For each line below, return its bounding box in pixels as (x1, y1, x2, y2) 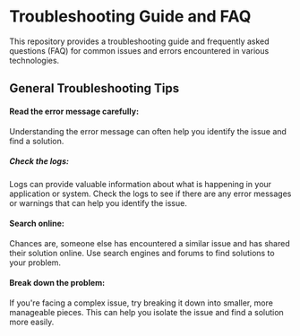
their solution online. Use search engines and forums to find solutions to (9, 247, 275, 258)
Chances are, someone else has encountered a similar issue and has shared (9, 237, 290, 248)
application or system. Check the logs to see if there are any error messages (9, 188, 292, 199)
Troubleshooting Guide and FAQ (9, 6, 252, 27)
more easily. (9, 316, 55, 327)
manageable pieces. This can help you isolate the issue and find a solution (9, 306, 284, 317)
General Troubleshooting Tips (9, 81, 180, 96)
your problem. (9, 257, 61, 268)
